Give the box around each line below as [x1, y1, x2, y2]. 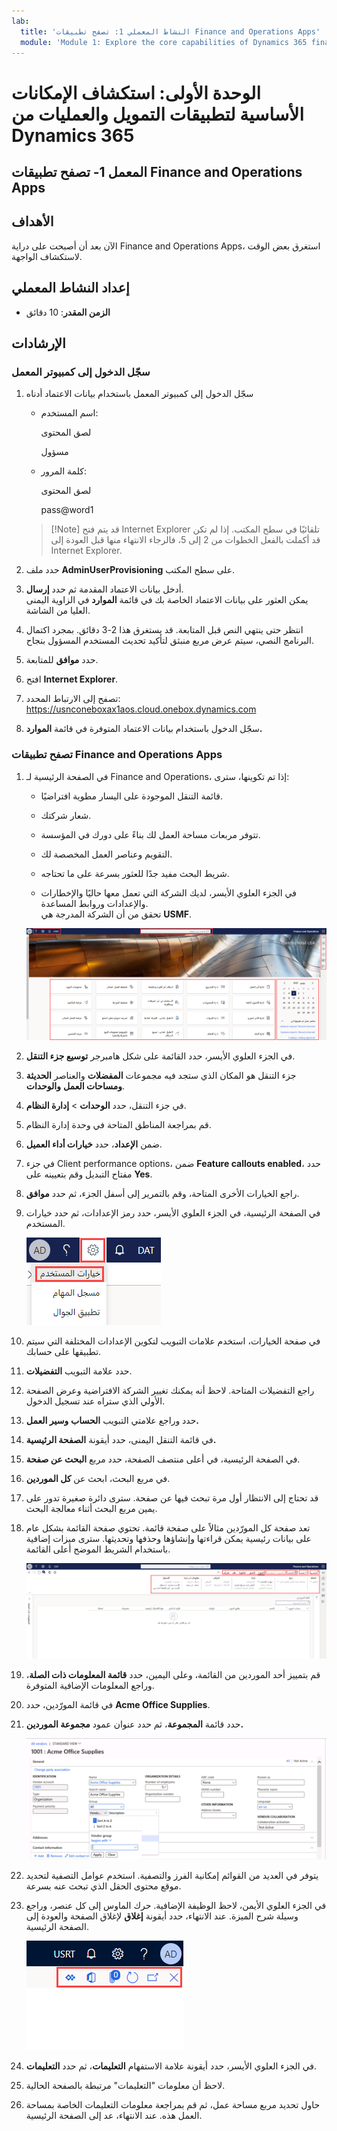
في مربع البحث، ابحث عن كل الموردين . [25, 1472, 171, 1484]
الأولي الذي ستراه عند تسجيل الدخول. [25, 1395, 166, 1407]
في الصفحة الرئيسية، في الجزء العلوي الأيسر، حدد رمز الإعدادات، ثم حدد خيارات [25, 1206, 321, 1219]
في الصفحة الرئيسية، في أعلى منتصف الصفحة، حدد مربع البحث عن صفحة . [25, 1453, 301, 1465]
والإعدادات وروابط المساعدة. [40, 897, 149, 909]
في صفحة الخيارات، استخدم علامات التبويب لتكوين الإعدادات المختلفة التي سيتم [25, 1335, 321, 1347]
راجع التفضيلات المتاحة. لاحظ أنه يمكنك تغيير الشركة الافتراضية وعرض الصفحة [25, 1384, 315, 1396]
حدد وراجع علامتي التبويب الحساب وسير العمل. [25, 1414, 200, 1426]
